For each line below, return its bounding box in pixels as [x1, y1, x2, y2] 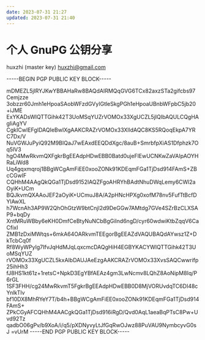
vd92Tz [6, 315, 26, 322]
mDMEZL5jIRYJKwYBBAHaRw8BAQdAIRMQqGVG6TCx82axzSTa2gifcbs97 [6, 87, 196, 95]
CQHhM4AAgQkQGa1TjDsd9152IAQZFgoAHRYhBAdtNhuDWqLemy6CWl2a [6, 178, 196, 186]
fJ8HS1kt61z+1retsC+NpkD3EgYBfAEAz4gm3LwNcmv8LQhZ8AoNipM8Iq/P [6, 270, 198, 277]
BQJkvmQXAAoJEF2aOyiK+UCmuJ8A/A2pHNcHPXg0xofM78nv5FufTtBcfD [6, 191, 197, 199]
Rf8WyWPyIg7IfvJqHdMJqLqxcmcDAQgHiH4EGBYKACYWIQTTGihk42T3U [6, 243, 196, 251]
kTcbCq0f [6, 237, 32, 244]
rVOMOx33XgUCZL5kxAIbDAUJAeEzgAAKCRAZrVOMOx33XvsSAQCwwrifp [6, 257, 199, 264]
